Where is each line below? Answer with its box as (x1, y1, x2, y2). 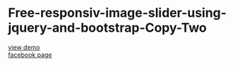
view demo (8, 43, 40, 51)
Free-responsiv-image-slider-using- (8, 5, 227, 21)
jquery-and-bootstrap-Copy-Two (8, 20, 207, 36)
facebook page (8, 51, 52, 59)
